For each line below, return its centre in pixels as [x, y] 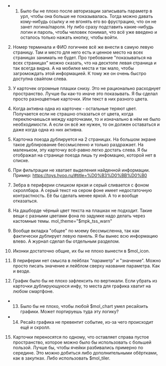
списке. [21, 160]
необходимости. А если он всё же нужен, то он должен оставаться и [86, 124]
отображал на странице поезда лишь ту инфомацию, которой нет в [84, 155]
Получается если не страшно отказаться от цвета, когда [73, 114]
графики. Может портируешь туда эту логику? [69, 312]
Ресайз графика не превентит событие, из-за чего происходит [87, 322]
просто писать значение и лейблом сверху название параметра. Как [86, 266]
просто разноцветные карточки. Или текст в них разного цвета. [81, 99]
